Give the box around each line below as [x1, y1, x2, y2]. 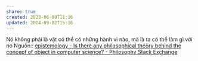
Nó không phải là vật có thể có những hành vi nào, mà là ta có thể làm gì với [6, 36, 193, 43]
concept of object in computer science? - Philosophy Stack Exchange [6, 49, 178, 56]
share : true [6, 8, 36, 15]
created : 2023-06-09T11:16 [6, 14, 73, 20]
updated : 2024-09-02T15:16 [6, 20, 73, 25]
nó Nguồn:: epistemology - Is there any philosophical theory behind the [6, 42, 182, 49]
